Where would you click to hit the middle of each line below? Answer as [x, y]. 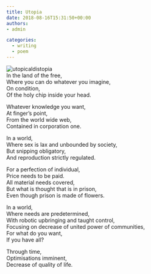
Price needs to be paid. [36, 176]
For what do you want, [34, 233]
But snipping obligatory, [36, 151]
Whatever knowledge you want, [46, 106]
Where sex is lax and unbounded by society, [62, 144]
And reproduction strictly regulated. [51, 157]
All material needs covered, [40, 182]
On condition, [23, 88]
